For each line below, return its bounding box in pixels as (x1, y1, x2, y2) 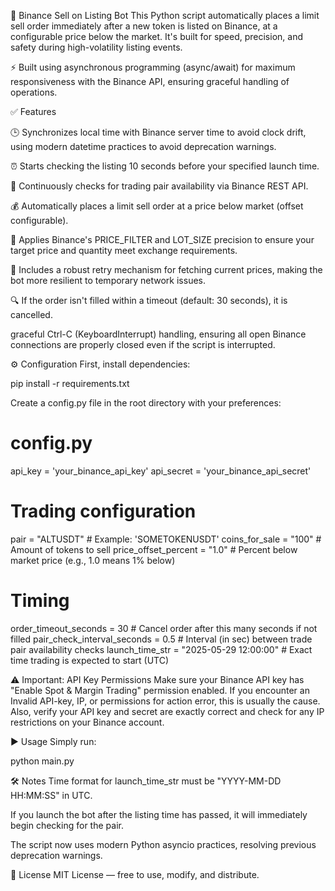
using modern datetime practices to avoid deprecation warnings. (10, 141, 277, 152)
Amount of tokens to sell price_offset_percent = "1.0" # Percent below (10, 543, 298, 555)
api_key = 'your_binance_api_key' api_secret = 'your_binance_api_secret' (10, 465, 312, 477)
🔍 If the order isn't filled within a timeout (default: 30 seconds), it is (10, 295, 288, 306)
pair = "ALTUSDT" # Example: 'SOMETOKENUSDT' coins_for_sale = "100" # (10, 533, 322, 545)
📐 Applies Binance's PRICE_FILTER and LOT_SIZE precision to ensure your (10, 234, 315, 245)
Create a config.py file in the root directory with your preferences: (10, 397, 282, 409)
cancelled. (10, 309, 53, 320)
